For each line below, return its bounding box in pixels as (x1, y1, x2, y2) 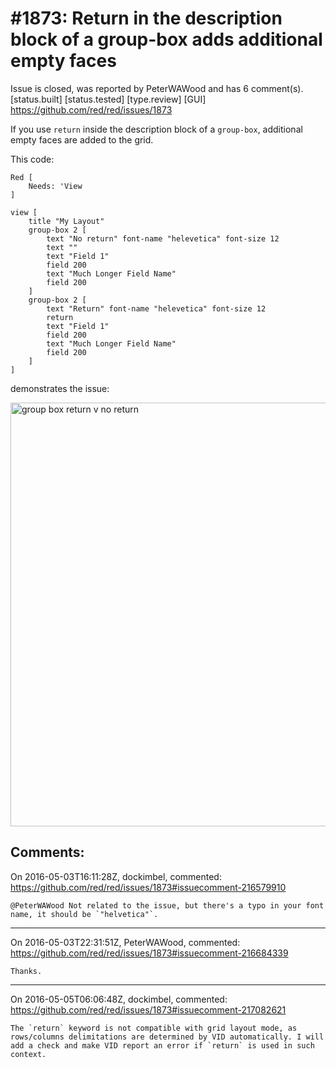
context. (10, 1049, 47, 1059)
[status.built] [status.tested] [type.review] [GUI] (10, 93, 207, 105)
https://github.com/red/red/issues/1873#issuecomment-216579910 (10, 881, 287, 893)
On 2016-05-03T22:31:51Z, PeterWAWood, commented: (10, 936, 241, 948)
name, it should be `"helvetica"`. (10, 909, 159, 919)
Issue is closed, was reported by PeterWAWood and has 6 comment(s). (10, 82, 304, 94)
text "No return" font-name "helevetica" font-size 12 (46, 233, 280, 244)
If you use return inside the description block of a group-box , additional (10, 123, 303, 135)
